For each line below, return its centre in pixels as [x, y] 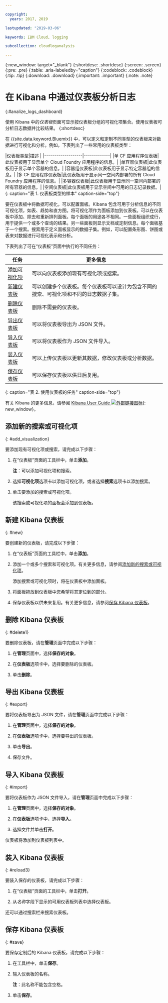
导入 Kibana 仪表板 [34, 775]
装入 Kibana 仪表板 [34, 858]
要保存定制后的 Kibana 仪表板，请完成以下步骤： [55, 952]
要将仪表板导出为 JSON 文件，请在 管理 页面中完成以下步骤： [67, 715]
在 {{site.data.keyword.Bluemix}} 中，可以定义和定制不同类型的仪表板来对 [81, 139]
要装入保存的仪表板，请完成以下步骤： [44, 880]
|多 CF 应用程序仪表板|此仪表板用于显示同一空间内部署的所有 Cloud [86, 175]
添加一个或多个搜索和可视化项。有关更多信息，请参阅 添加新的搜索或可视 [87, 564]
